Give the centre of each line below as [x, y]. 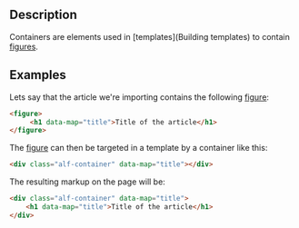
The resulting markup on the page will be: [87, 182]
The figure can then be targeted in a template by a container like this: [139, 148]
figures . [24, 46]
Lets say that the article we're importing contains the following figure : [140, 97]
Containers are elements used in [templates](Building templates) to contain [150, 36]
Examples [38, 75]
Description [43, 15]
